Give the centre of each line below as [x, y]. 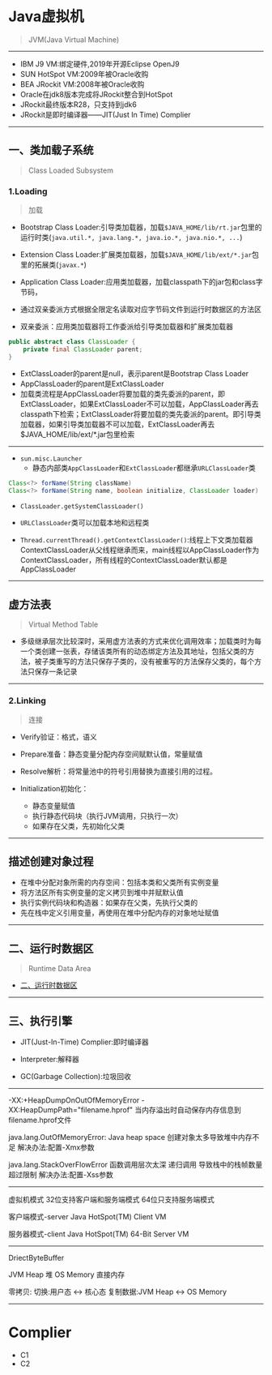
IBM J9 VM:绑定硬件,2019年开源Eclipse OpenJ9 [100, 64]
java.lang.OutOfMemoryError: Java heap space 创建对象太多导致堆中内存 [130, 1137]
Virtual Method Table [63, 624]
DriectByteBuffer [36, 1257]
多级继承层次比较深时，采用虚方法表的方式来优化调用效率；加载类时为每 [140, 641]
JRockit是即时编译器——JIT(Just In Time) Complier [106, 114]
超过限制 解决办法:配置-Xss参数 [61, 1174]
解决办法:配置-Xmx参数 [56, 1147]
